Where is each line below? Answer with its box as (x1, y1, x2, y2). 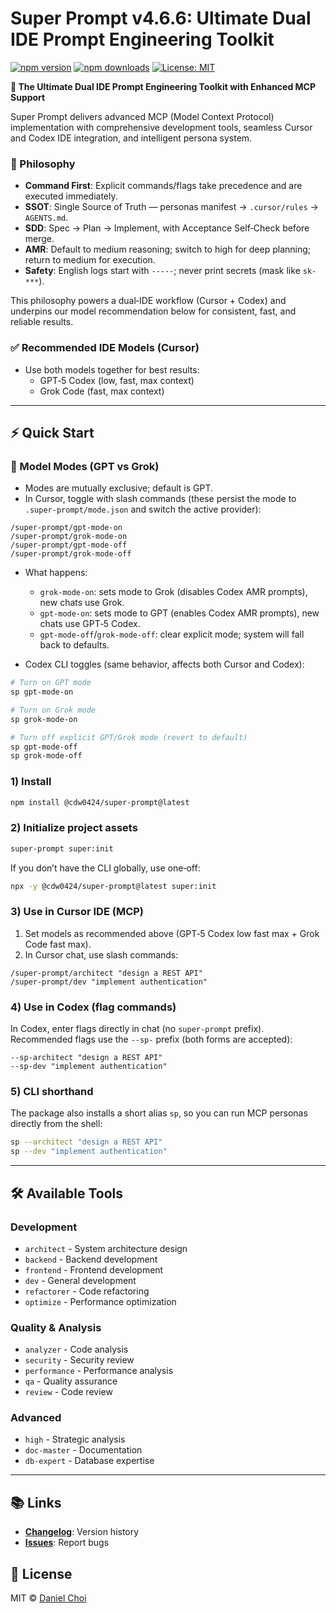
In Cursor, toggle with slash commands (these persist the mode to (24, 493, 297, 505)
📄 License (10, 1565, 73, 1582)
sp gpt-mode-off (10, 742, 78, 752)
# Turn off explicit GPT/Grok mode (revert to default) (10, 732, 248, 742)
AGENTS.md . (24, 212, 69, 224)
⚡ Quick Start (10, 424, 95, 441)
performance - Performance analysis (24, 1365, 174, 1377)
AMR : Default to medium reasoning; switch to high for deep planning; (24, 243, 312, 256)
